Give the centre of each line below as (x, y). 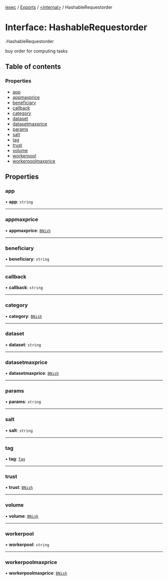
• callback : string (24, 288)
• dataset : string (23, 344)
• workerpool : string (27, 544)
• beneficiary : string (27, 259)
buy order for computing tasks (36, 51)
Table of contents (33, 67)
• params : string (23, 402)
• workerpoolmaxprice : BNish (36, 573)
